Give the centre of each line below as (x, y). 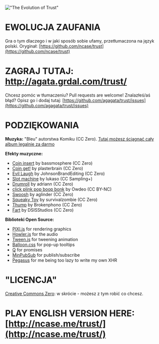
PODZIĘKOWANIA (42, 125)
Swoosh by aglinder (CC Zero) (43, 194)
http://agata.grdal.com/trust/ (66, 82)
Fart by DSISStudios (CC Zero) (43, 210)
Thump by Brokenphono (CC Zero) (47, 205)
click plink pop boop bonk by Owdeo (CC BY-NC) (62, 189)
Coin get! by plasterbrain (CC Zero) (47, 168)
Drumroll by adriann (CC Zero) (43, 184)
